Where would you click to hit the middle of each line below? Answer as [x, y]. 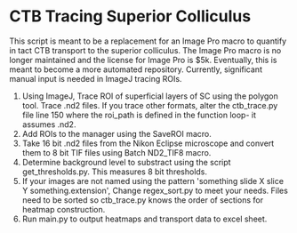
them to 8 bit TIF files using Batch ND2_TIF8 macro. [116, 152]
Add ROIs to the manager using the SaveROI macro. [116, 133]
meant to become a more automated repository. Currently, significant [136, 69]
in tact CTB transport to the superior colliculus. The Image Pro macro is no [145, 50]
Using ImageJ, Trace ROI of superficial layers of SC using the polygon [150, 96]
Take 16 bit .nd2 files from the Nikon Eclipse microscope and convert [148, 143]
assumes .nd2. [49, 124]
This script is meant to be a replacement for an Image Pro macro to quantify [148, 41]
